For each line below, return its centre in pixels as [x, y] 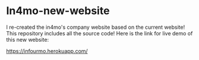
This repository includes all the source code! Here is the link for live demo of [99, 33]
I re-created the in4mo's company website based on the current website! [96, 27]
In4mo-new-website [58, 11]
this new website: [28, 39]
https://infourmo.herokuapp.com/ [47, 51]
